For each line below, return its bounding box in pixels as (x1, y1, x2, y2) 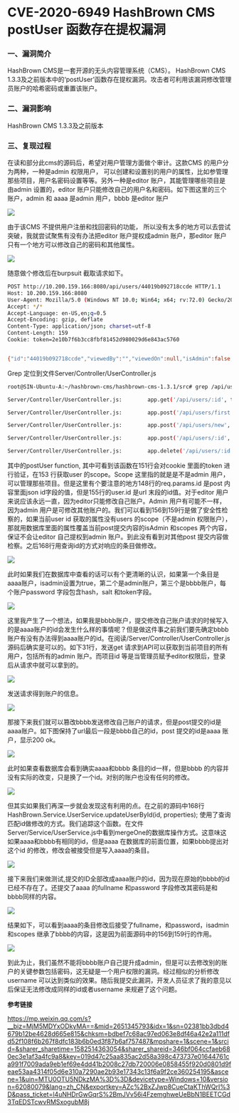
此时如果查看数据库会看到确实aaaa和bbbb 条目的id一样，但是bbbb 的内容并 (7, 764, 229, 773)
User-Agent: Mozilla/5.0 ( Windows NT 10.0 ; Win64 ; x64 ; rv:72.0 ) (7, 296, 206, 304)
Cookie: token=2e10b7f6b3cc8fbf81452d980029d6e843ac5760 (7, 336, 180, 343)
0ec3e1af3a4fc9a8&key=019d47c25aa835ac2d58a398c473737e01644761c (7, 1052, 230, 1061)
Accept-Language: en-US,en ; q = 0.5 (7, 309, 107, 317)
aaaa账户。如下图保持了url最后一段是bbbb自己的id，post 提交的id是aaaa (7, 727, 221, 735)
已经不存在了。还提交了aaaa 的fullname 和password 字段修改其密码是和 (7, 884, 218, 892)
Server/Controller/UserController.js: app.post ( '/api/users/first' (7, 409, 234, 416)
